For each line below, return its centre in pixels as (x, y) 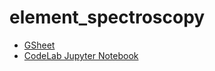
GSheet (39, 45)
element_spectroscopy (107, 17)
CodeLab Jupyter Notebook (81, 55)
